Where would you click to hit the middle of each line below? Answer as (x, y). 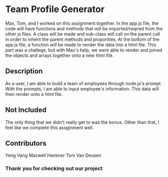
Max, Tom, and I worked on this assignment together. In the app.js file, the (82, 23)
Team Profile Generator (55, 9)
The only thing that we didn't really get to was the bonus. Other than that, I (82, 122)
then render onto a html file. (34, 94)
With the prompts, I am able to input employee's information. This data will (82, 89)
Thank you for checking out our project (54, 168)
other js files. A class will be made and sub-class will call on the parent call (82, 34)
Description (24, 71)
